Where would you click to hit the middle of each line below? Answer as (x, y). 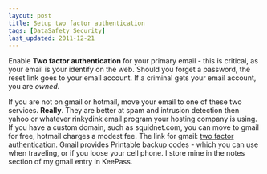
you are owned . (34, 87)
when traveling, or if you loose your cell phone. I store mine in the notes (127, 153)
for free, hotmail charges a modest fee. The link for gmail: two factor (121, 136)
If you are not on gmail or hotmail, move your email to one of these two (125, 102)
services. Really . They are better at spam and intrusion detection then (124, 111)
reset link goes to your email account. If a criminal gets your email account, (132, 78)
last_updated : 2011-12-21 (51, 38)
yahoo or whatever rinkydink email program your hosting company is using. (133, 119)
